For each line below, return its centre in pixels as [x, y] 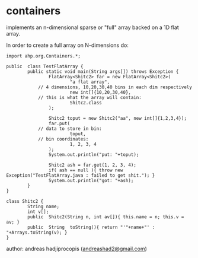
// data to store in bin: [70, 129]
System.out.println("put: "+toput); [94, 155]
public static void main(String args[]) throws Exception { [103, 71]
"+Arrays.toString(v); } [37, 232]
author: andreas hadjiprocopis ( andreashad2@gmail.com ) [76, 249]
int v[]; [38, 212]
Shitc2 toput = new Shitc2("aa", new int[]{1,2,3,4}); [117, 118]
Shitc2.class [86, 103]
